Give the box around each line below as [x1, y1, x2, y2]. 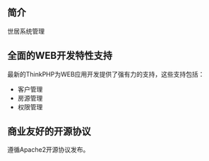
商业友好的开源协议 [7, 126, 91, 138]
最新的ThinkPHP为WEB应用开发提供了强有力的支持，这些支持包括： [7, 70, 205, 78]
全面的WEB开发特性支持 [7, 50, 113, 62]
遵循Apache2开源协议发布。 [7, 145, 90, 154]
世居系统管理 [7, 27, 44, 35]
